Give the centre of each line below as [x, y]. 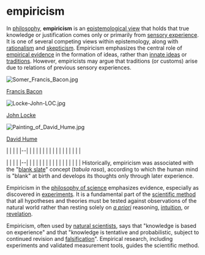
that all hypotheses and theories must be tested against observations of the [102, 200]
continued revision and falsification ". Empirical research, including [90, 238]
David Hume [22, 139]
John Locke [21, 115]
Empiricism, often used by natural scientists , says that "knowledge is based [102, 226]
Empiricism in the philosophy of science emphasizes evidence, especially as [102, 187]
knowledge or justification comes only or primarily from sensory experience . [102, 34]
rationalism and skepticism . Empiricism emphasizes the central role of [94, 48]
